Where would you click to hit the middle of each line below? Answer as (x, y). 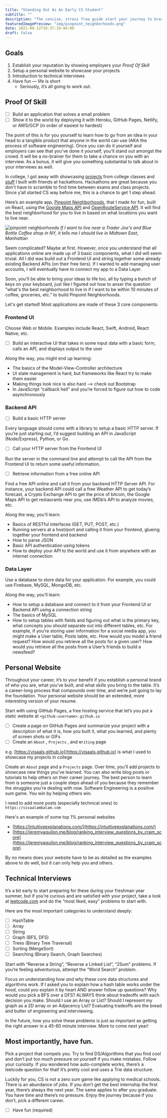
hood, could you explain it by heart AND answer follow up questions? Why (81, 990)
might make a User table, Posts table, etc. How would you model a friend (87, 636)
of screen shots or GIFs (36, 736)
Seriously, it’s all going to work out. (55, 86)
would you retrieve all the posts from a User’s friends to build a (77, 647)
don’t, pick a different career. (35, 1100)
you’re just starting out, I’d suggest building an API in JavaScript (71, 434)
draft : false (19, 33)
